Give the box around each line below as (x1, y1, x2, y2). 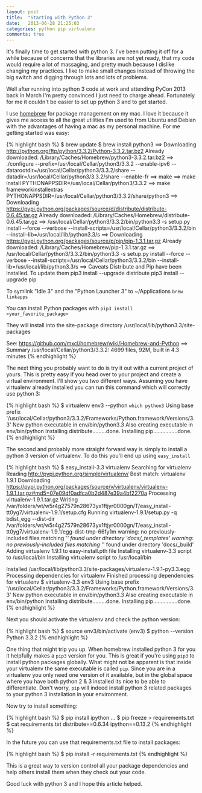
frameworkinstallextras (6, 186, 63, 194)
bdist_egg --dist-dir (6, 515, 55, 523)
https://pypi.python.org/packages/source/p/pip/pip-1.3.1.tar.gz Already (6, 237, 182, 245)
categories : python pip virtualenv (6, 25, 96, 32)
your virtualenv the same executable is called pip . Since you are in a (6, 665, 176, 672)
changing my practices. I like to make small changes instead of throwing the (6, 67, 195, 74)
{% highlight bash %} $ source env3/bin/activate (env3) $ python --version (6, 627, 194, 635)
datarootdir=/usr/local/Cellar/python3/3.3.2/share (6, 167, 130, 174)
